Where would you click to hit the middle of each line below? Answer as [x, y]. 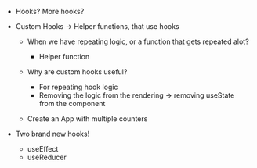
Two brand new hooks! [52, 134]
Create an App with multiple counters [87, 119]
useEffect [43, 149]
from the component [72, 104]
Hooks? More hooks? [50, 11]
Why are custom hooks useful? [77, 72]
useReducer [47, 157]
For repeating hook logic [78, 87]
